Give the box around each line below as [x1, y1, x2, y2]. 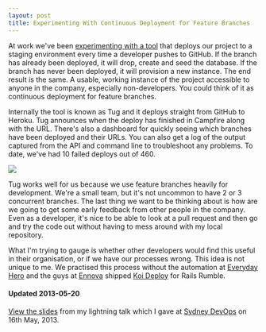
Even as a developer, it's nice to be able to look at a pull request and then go [8, 213, 258, 222]
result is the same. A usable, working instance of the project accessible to [8, 75, 250, 84]
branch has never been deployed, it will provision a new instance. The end [8, 66, 252, 75]
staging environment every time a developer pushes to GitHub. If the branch [8, 49, 257, 59]
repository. [8, 230, 44, 239]
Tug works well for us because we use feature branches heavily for [8, 180, 229, 189]
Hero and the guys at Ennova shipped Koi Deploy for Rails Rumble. [8, 271, 226, 280]
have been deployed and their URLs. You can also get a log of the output [8, 132, 246, 141]
